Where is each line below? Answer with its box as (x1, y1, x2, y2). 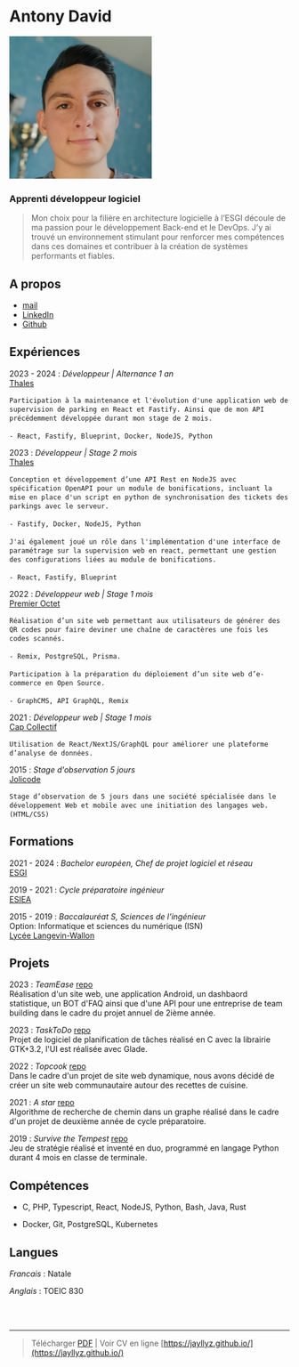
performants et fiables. (30, 251, 116, 262)
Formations (9, 834, 74, 849)
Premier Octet (9, 598, 61, 609)
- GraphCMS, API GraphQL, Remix (9, 696, 129, 705)
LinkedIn (21, 310, 54, 320)
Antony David (9, 6, 112, 27)
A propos (9, 276, 61, 291)
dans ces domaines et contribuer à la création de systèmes (30, 241, 249, 252)
